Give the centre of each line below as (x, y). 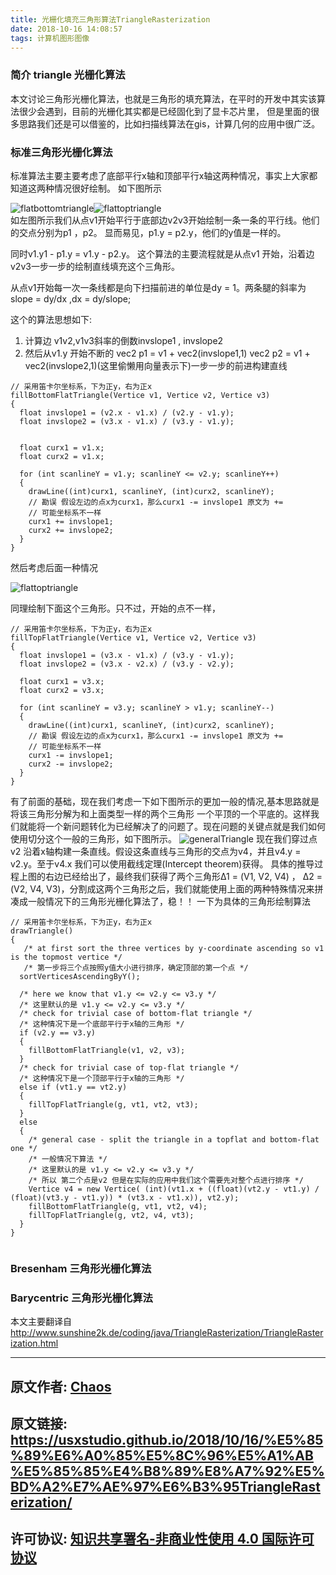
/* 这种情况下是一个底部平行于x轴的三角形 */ (102, 1024)
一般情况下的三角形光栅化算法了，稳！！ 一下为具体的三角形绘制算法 (169, 901)
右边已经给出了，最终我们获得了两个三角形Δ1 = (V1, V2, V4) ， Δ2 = (183, 876)
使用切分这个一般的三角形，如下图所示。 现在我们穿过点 (164, 838)
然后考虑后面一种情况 (54, 567)
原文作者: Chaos (61, 1386)
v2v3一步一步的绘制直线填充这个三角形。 (95, 266)
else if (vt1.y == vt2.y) (73, 1087)
